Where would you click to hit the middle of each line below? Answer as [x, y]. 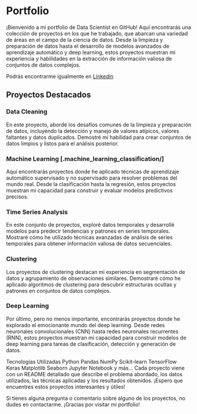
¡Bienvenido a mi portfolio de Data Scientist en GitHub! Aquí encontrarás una [98, 27]
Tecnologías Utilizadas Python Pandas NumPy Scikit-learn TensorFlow [91, 361]
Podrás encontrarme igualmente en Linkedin [60, 76]
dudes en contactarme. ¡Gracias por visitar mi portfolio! [73, 404]
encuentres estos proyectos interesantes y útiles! [66, 387]
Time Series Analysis [37, 212]
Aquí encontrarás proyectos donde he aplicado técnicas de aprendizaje [93, 171]
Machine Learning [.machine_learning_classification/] [85, 159]
